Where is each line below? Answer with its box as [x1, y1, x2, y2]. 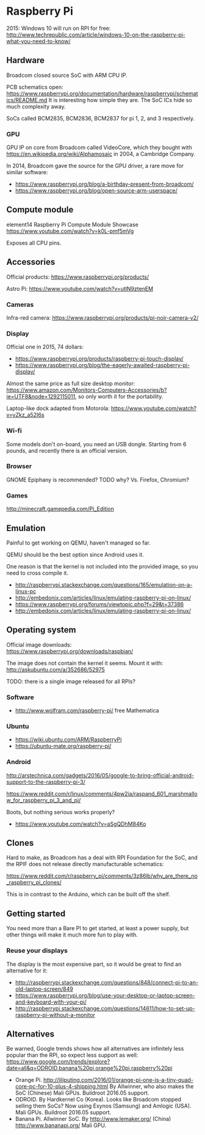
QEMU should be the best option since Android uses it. [6, 551, 145, 558]
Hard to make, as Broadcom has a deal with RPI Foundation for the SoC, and [6, 854, 198, 861]
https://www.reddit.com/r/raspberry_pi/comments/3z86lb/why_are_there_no [6, 872, 198, 880]
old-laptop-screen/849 [15, 985, 73, 993]
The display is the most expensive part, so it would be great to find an [6, 960, 182, 968]
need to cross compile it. [6, 569, 69, 576]
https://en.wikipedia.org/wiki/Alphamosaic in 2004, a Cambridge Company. [6, 150, 196, 158]
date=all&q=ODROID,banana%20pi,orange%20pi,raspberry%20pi [6, 1065, 173, 1072]
